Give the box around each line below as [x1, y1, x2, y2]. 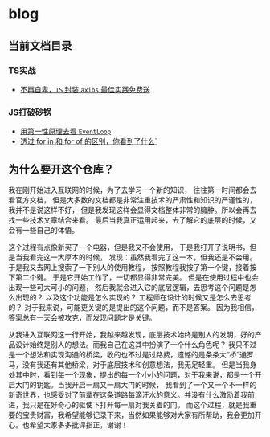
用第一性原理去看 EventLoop [19, 126, 112, 137]
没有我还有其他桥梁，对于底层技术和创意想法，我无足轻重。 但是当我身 [22, 359, 257, 370]
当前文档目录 [8, 39, 72, 52]
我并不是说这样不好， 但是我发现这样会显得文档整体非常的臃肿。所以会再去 [8, 205, 257, 214]
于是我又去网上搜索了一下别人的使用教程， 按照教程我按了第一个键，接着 [8, 262, 250, 272]
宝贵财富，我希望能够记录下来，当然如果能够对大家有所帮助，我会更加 [22, 410, 255, 419]
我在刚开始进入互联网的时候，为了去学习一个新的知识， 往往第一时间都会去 [8, 185, 257, 194]
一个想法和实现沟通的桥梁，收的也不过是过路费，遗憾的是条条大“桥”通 [14, 349, 247, 359]
